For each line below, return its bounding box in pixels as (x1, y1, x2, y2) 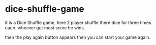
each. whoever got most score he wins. (5, 24, 85, 30)
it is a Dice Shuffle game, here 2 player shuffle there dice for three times (5, 20, 152, 25)
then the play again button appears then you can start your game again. (5, 34, 151, 40)
